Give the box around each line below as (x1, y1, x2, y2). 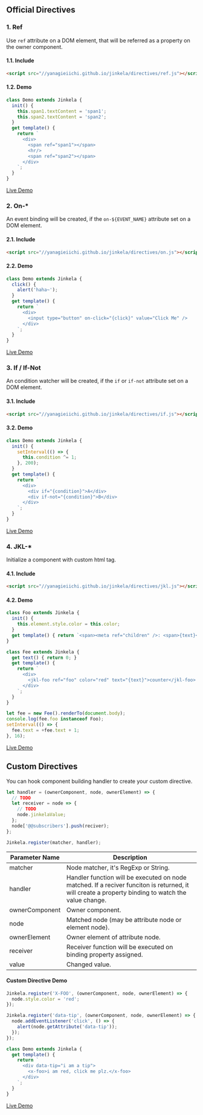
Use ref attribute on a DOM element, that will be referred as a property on (6, 36, 190, 44)
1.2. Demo (6, 83, 32, 91)
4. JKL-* (6, 542, 32, 551)
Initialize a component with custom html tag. (6, 556, 117, 563)
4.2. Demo (6, 596, 33, 604)
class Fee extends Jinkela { (6, 649, 80, 655)
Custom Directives (6, 762, 78, 772)
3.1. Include (6, 397, 36, 405)
